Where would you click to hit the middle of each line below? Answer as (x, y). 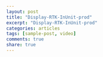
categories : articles (33, 28)
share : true (21, 45)
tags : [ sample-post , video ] (41, 34)
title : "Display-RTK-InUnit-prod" (49, 17)
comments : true (25, 39)
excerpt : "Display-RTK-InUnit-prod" (52, 23)
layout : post (22, 12)
